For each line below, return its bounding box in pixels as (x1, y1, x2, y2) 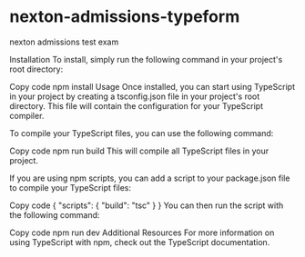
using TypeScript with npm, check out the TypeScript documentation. (9, 236, 270, 247)
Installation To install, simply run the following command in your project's (9, 54, 283, 64)
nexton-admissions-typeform (9, 6, 240, 27)
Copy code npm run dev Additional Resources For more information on (9, 227, 275, 238)
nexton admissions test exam (9, 36, 119, 47)
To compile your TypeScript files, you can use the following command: (9, 127, 274, 138)
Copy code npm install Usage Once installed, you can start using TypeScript (9, 81, 296, 92)
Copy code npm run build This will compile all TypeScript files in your (9, 145, 269, 156)
